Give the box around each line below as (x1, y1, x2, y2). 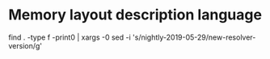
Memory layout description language (8, 6, 263, 24)
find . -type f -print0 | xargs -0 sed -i (8, 32, 131, 42)
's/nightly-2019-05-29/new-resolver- (132, 32, 256, 42)
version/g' (8, 40, 43, 50)
